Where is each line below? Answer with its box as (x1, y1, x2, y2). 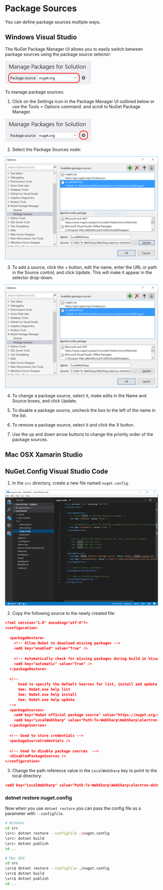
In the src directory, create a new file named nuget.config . (12, 480, 130, 486)
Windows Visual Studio (5, 33, 77, 41)
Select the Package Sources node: (12, 147, 81, 152)
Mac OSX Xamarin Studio (5, 451, 83, 459)
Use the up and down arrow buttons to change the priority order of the (12, 431, 154, 437)
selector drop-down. (12, 275, 53, 280)
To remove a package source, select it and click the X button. (12, 422, 135, 427)
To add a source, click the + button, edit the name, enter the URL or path (12, 264, 157, 270)
